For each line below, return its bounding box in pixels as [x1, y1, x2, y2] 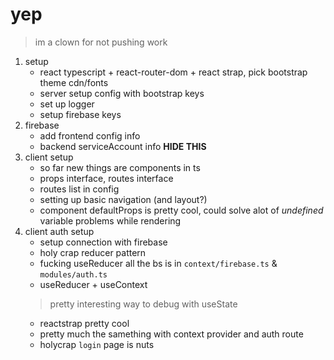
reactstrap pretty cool [39, 317, 130, 329]
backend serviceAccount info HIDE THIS [39, 140, 207, 152]
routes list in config [39, 183, 120, 195]
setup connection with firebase [39, 236, 168, 248]
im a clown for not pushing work [34, 36, 168, 48]
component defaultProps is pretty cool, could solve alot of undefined [39, 204, 324, 216]
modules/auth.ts [39, 269, 108, 280]
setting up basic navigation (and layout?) [39, 193, 208, 205]
